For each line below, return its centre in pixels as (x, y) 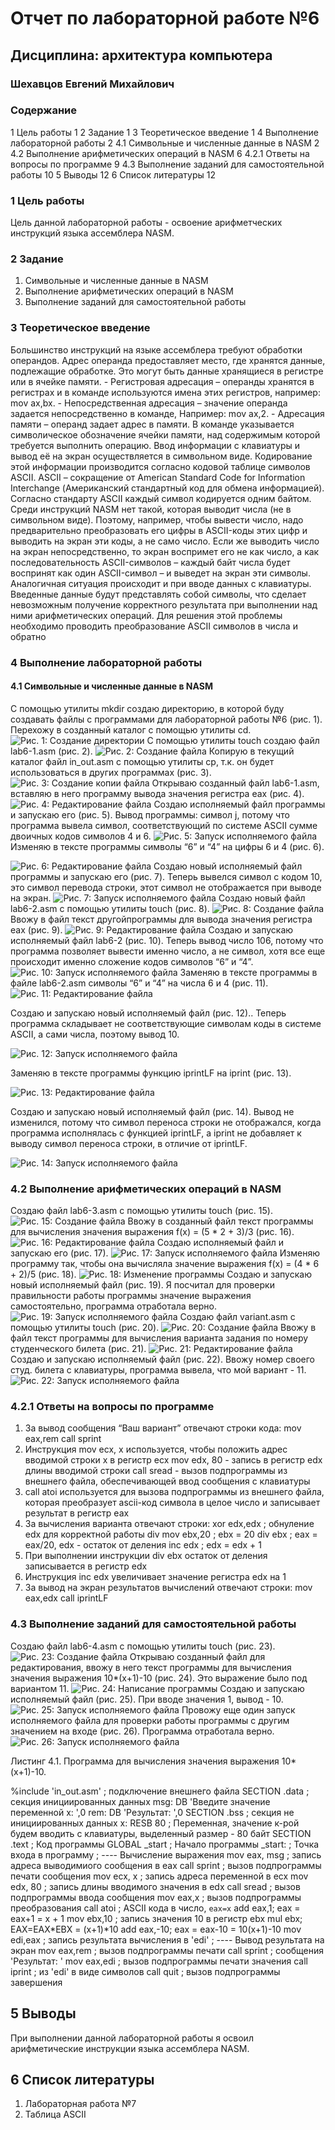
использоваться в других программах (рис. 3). (111, 772)
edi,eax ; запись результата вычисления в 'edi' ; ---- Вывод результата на (167, 1939)
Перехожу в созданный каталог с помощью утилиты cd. (131, 729)
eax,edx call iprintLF (66, 1598)
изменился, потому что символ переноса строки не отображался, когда (166, 1122)
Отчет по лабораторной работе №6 (165, 18)
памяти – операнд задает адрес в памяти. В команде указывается (152, 424)
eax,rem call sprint (63, 1439)
